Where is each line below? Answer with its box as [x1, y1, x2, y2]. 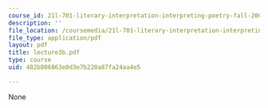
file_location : [8, 26, 59, 34]
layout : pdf [8, 41, 48, 49]
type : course [8, 56, 52, 64]
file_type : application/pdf [8, 33, 102, 42]
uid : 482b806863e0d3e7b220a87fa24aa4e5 [8, 64, 141, 71]
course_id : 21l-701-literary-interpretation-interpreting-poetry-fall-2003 [8, 11, 266, 20]
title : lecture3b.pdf [8, 48, 81, 56]
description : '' [8, 19, 62, 27]
